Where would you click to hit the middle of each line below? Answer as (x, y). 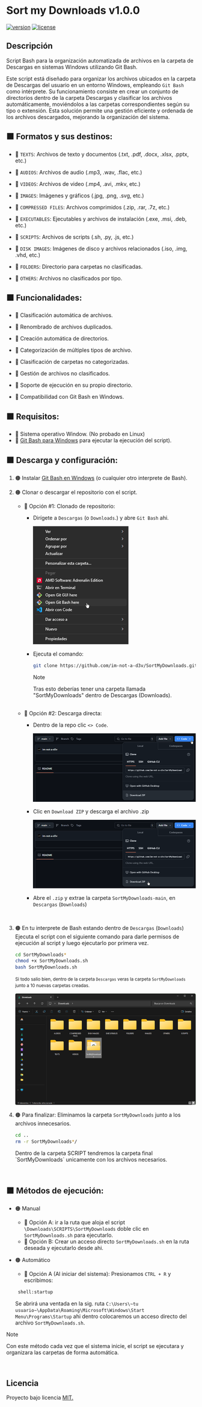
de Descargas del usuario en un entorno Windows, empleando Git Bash (95, 85)
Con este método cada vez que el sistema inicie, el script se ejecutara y (95, 1346)
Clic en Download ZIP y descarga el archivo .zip (91, 811)
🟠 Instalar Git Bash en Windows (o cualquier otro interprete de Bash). (101, 478)
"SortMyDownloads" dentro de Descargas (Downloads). (103, 695)
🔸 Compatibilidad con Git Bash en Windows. (69, 397)
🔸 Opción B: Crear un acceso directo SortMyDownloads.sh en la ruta (106, 1242)
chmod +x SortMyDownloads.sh (51, 961)
